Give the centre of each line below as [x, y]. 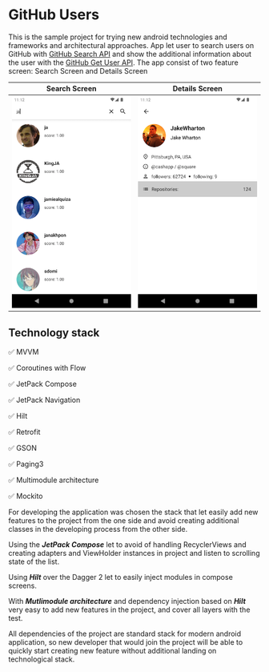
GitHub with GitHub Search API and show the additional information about [130, 54]
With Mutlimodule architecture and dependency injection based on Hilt [127, 602]
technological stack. [42, 659]
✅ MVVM [24, 352]
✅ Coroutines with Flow [47, 368]
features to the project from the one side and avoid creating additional [124, 521]
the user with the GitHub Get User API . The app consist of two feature [123, 62]
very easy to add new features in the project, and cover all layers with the [129, 610]
